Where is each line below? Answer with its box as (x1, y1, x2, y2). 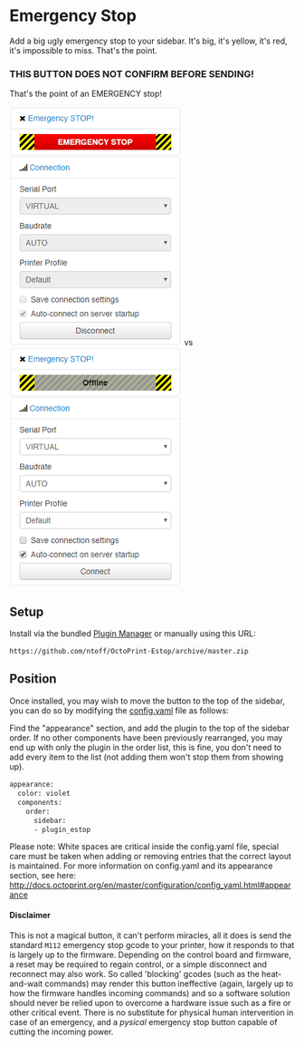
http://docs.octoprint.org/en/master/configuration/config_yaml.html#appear (9, 879, 291, 890)
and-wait (9, 978, 43, 989)
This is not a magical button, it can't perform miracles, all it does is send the (9, 930, 292, 941)
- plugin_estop (33, 825, 91, 834)
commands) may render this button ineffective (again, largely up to (44, 978, 294, 989)
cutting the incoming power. (9, 1026, 114, 1038)
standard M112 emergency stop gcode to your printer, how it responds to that (9, 940, 295, 951)
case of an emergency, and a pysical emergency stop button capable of (9, 1017, 278, 1028)
